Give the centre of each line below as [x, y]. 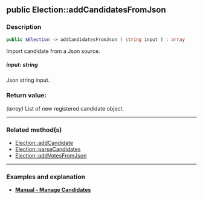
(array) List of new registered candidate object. [65, 108]
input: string [22, 65]
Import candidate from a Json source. [53, 51]
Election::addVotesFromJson [51, 156]
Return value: [27, 96]
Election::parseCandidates [48, 149]
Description [24, 27]
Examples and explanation [46, 177]
